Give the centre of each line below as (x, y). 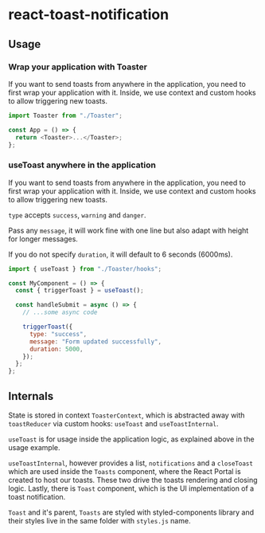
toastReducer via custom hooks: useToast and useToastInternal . (113, 423)
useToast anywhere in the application (82, 165)
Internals (31, 396)
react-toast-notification (89, 15)
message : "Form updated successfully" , (95, 341)
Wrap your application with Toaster (78, 67)
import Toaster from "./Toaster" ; (66, 116)
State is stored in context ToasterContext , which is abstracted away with (127, 415)
